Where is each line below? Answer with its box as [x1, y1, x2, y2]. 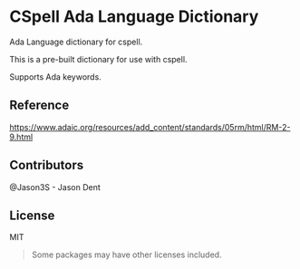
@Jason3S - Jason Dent [9, 181, 102, 192]
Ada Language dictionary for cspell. [9, 36, 143, 47]
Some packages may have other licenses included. [31, 249, 222, 260]
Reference [9, 98, 70, 113]
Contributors [9, 158, 84, 173]
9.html [9, 131, 34, 142]
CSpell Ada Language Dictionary [9, 6, 259, 27]
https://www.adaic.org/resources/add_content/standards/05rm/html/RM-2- [9, 121, 291, 132]
